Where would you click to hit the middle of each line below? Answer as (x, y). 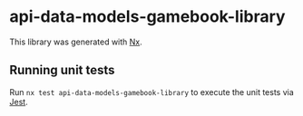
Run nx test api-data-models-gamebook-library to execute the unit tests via (152, 92)
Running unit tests (62, 70)
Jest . (19, 101)
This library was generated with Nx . (76, 42)
